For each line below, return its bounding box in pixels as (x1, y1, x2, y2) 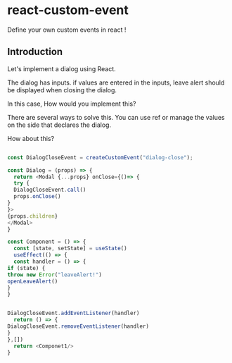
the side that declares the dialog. (16, 121, 111, 129)
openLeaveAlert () (7, 278, 58, 285)
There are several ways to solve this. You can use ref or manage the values (7, 113, 225, 121)
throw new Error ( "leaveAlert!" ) (7, 271, 102, 278)
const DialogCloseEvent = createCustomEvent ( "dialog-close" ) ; (7, 154, 193, 161)
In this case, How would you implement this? (7, 99, 136, 108)
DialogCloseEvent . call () (13, 186, 86, 194)
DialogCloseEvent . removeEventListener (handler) (7, 323, 150, 330)
